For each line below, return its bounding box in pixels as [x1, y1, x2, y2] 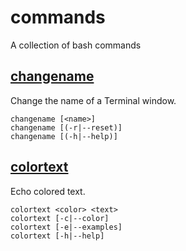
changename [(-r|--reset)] [10, 122, 123, 133]
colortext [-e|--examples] [10, 222, 123, 232]
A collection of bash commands [10, 39, 142, 51]
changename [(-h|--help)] [10, 131, 118, 141]
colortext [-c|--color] [10, 213, 110, 223]
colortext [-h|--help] [10, 231, 105, 241]
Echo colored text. [10, 185, 86, 197]
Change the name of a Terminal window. [10, 94, 177, 106]
